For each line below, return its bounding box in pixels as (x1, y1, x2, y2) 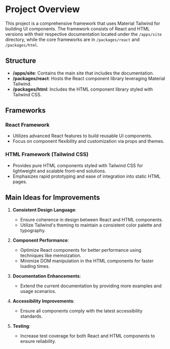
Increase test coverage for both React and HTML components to (20, 333, 155, 339)
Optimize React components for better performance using (20, 247, 142, 253)
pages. (12, 178, 27, 184)
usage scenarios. (20, 288, 57, 294)
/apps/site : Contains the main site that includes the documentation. (12, 70, 154, 76)
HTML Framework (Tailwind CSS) (5, 151, 89, 158)
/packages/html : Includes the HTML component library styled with (12, 86, 153, 92)
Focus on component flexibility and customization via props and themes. (12, 138, 165, 144)
